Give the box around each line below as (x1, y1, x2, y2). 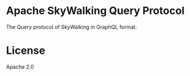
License (6, 44, 46, 57)
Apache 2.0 (6, 63, 34, 70)
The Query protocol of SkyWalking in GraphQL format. (6, 23, 137, 30)
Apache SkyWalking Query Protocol (6, 4, 185, 18)
